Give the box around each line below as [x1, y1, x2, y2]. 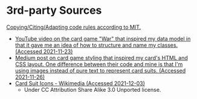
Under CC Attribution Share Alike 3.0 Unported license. [24, 86, 161, 93]
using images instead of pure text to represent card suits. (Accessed [15, 67, 186, 74]
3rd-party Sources [6, 4, 102, 17]
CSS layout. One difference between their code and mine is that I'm [15, 61, 183, 68]
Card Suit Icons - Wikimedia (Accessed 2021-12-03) [15, 79, 145, 87]
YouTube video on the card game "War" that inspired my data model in [15, 35, 191, 42]
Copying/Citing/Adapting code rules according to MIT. [6, 23, 141, 31]
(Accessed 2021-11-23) [15, 47, 73, 55]
